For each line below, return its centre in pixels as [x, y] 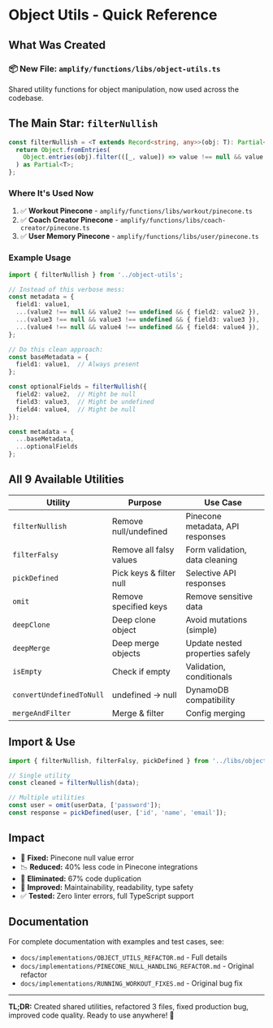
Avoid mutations [217, 619]
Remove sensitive [219, 596]
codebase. [26, 98]
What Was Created [57, 45]
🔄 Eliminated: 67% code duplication [81, 878]
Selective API [211, 573]
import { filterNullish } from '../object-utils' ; [96, 275]
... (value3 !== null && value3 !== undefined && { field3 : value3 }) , [138, 320]
